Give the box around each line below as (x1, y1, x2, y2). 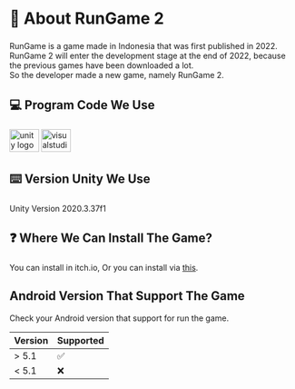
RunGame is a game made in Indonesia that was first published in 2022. (9, 41, 279, 52)
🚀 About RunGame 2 (9, 8, 165, 29)
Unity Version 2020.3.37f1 (9, 203, 106, 214)
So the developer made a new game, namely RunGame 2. (9, 70, 224, 81)
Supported (57, 334, 104, 346)
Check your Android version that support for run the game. (9, 313, 230, 324)
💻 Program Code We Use (9, 97, 155, 113)
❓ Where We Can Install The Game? (9, 231, 213, 246)
